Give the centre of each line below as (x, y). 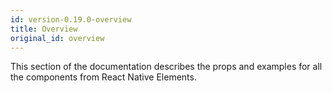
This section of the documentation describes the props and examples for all (166, 67)
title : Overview (44, 29)
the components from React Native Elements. (103, 77)
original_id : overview (57, 38)
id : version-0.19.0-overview (71, 19)
